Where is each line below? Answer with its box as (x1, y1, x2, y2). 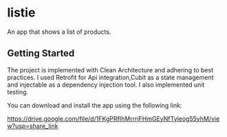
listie (7, 5, 36, 21)
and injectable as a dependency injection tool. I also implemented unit (7, 81, 205, 89)
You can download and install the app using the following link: (7, 101, 182, 109)
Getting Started (7, 48, 75, 59)
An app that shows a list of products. (7, 28, 111, 36)
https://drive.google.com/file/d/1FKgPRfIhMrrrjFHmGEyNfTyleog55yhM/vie (7, 114, 220, 123)
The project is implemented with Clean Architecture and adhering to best (7, 65, 213, 74)
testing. (7, 87, 29, 96)
